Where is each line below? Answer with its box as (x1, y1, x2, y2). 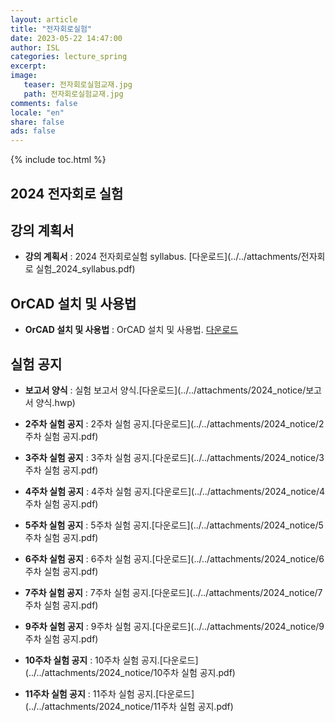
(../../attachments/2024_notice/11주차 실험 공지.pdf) (24, 700, 234, 712)
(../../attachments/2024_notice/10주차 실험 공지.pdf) (24, 666, 236, 678)
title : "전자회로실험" (10, 24, 93, 34)
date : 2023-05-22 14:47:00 (10, 33, 123, 43)
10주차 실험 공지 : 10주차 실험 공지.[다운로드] (24, 654, 199, 666)
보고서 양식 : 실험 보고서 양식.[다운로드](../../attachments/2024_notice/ (24, 384, 307, 396)
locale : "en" (10, 107, 65, 118)
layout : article (10, 14, 78, 25)
